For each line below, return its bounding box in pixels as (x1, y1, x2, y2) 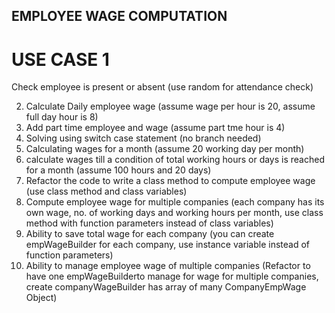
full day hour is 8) (25, 111, 99, 123)
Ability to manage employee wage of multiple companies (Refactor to (25, 260, 311, 272)
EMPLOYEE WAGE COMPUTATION (11, 8, 228, 25)
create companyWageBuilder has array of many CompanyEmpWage (25, 281, 307, 293)
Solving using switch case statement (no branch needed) (25, 132, 262, 144)
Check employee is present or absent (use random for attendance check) (11, 81, 314, 93)
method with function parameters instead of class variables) (25, 217, 274, 229)
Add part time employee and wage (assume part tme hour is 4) (25, 122, 286, 134)
